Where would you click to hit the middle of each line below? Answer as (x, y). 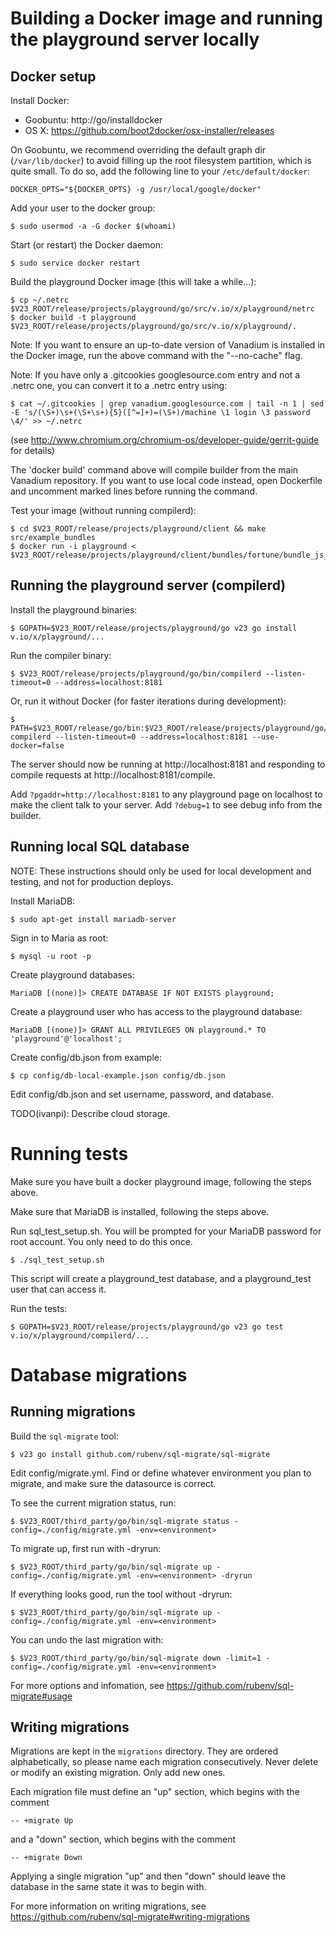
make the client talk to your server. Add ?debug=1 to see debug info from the (166, 804)
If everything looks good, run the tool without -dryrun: (121, 1594)
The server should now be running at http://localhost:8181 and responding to (168, 764)
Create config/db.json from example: (86, 1057)
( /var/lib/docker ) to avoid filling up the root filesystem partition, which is (161, 160)
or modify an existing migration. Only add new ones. (118, 1773)
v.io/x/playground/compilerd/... (80, 1335)
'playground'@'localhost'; (66, 1038)
